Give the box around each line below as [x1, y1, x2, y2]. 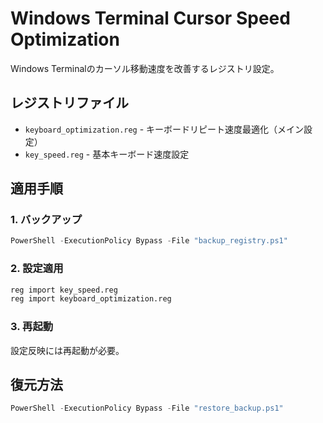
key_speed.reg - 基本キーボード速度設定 [24, 148, 190, 160]
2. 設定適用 [10, 262, 64, 276]
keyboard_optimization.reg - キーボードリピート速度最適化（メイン [24, 123, 305, 135]
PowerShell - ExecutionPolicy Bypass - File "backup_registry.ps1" [10, 236, 288, 246]
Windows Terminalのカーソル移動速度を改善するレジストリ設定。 [10, 62, 280, 74]
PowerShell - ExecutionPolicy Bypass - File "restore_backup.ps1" [10, 403, 284, 414]
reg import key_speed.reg [10, 285, 118, 295]
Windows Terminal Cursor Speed [10, 7, 291, 30]
